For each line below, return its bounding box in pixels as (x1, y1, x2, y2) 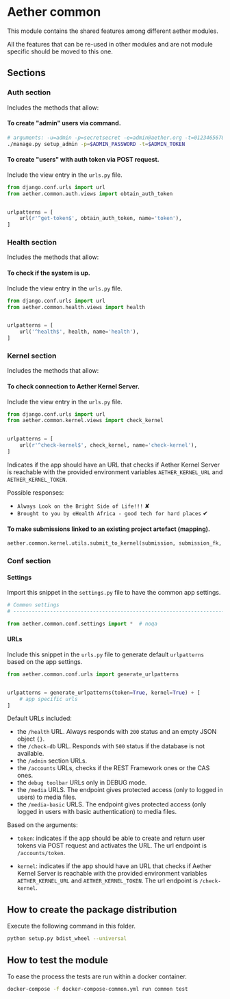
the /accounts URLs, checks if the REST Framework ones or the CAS (16, 764, 210, 772)
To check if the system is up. (7, 269, 91, 277)
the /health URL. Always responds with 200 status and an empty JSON (16, 728, 217, 736)
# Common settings (7, 602, 60, 608)
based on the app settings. (7, 657, 83, 665)
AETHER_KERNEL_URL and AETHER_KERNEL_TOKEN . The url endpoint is (16, 876, 199, 885)
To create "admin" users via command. (7, 119, 121, 127)
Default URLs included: (7, 714, 72, 723)
